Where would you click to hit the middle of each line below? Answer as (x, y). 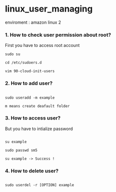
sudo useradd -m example (30, 98)
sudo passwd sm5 (21, 150)
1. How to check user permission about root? (58, 35)
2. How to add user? (29, 83)
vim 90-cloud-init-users (30, 71)
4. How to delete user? (32, 171)
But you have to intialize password (39, 129)
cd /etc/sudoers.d (23, 63)
